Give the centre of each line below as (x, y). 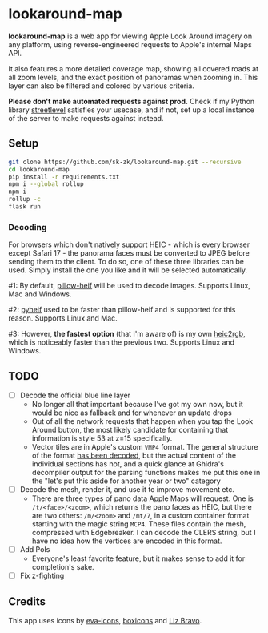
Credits (27, 601)
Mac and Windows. (40, 294)
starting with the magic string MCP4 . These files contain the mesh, (139, 524)
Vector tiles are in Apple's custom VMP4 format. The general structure (145, 447)
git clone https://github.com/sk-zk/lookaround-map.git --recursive (125, 162)
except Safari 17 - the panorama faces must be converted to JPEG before (129, 253)
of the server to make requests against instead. (86, 118)
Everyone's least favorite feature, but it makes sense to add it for (138, 558)
